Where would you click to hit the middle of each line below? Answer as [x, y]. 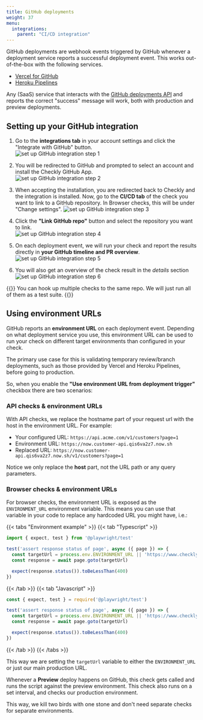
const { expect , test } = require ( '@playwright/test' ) [77, 600]
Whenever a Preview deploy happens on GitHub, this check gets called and [101, 679]
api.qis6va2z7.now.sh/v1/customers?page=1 [69, 456]
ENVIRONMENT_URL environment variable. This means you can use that [91, 509]
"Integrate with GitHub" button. [53, 147]
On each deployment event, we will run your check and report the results [106, 245]
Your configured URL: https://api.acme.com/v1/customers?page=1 [97, 437]
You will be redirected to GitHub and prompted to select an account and [105, 165]
